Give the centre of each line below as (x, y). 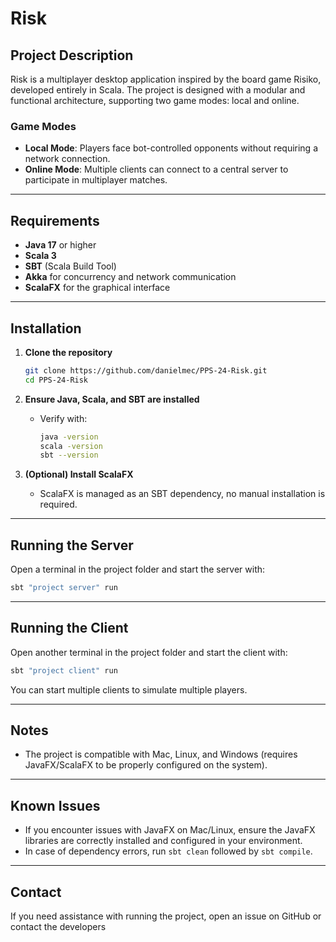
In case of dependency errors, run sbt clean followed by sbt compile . (168, 851)
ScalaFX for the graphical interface (97, 288)
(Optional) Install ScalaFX (79, 474)
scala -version (71, 446)
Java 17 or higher (60, 245)
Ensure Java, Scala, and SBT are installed (112, 399)
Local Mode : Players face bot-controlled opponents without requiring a (171, 148)
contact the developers (58, 927)
